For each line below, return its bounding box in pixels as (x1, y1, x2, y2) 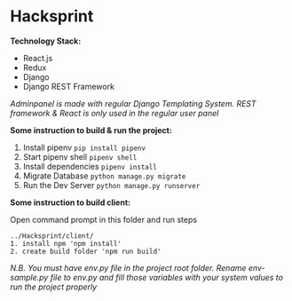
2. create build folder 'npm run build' (10, 247, 162, 256)
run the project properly (10, 281, 98, 292)
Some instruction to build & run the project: (10, 124, 172, 135)
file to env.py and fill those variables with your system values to (50, 272, 283, 282)
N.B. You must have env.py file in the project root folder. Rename (10, 262, 247, 273)
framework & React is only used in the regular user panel (10, 107, 219, 118)
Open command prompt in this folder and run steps (10, 214, 198, 225)
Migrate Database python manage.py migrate (22, 170, 186, 181)
